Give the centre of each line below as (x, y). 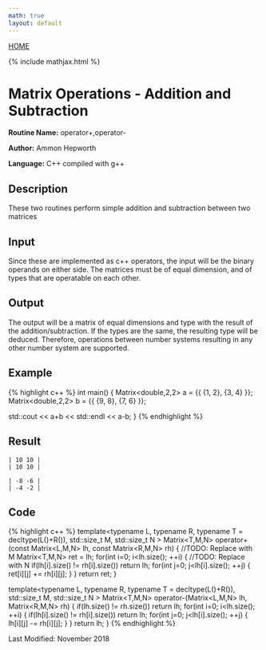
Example (30, 373)
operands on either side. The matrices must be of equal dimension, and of (130, 269)
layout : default (35, 23)
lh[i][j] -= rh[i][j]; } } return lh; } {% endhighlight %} (92, 624)
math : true (26, 16)
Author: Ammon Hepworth (52, 148)
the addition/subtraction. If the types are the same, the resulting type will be (133, 331)
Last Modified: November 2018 (59, 639)
